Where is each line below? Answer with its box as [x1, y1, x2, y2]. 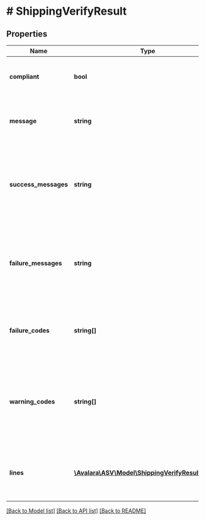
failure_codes [9, 326, 50, 335]
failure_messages [9, 259, 62, 267]
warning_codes [9, 398, 56, 406]
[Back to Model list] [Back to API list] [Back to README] [6, 507, 146, 514]
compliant [9, 72, 40, 81]
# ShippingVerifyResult [6, 4, 127, 18]
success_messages [9, 180, 68, 188]
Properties [6, 29, 48, 39]
